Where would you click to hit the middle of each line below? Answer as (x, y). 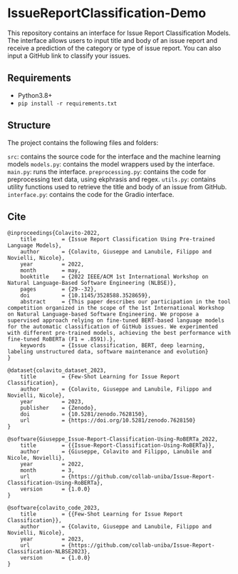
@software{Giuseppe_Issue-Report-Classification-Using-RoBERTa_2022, (113, 439)
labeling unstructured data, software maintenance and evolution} (108, 352)
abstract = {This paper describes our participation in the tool (126, 302)
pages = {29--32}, (59, 289)
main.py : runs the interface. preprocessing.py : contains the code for (107, 171)
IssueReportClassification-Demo (107, 13)
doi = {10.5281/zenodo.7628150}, (84, 414)
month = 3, (47, 470)
